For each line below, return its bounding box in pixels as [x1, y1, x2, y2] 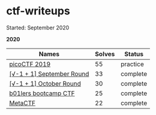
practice [121, 60, 144, 68]
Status [124, 50, 144, 58]
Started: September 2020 [6, 24, 70, 31]
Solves [95, 50, 115, 58]
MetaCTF [9, 99, 36, 107]
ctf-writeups [6, 4, 70, 18]
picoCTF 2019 [9, 60, 51, 68]
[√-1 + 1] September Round [9, 69, 89, 78]
